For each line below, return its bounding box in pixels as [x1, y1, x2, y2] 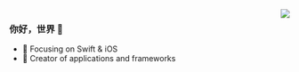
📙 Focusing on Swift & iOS [21, 44, 118, 54]
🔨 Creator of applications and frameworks [21, 53, 176, 64]
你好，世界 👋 [9, 22, 64, 35]
